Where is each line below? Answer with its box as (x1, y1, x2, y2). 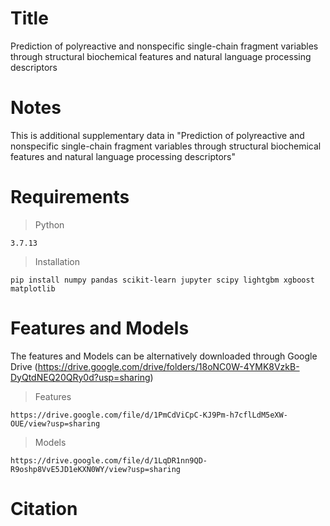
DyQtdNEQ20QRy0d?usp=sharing (10, 371, 151, 383)
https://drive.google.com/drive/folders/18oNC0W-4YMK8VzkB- (37, 360, 300, 372)
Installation (34, 255, 81, 267)
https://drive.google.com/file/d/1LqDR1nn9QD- (10, 455, 208, 466)
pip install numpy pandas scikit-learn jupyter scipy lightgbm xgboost (10, 275, 315, 285)
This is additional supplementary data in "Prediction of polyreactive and (10, 129, 305, 141)
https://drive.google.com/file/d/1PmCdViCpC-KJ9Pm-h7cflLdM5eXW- (10, 410, 288, 420)
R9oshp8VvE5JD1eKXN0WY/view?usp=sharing (10, 464, 182, 474)
